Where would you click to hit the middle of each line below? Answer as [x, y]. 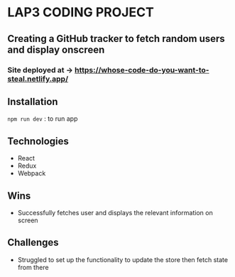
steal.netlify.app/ [38, 79]
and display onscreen [56, 49]
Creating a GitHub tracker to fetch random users [116, 39]
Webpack [32, 173]
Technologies [38, 141]
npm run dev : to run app [43, 119]
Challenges [33, 243]
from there [33, 267]
